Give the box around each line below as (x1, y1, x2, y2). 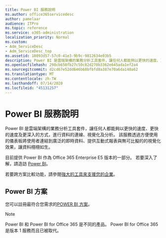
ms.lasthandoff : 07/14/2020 (5, 81, 63, 86)
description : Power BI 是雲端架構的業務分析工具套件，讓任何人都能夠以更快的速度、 (5, 58, 161, 63)
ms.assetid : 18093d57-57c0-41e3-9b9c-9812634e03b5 (5, 53, 112, 58)
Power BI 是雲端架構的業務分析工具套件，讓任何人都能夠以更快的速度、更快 (5, 126, 159, 132)
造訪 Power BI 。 (18, 161, 51, 167)
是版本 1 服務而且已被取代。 (5, 228, 62, 234)
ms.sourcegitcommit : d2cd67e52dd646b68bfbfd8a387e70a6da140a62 (5, 67, 138, 72)
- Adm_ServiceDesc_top (5, 48, 52, 53)
